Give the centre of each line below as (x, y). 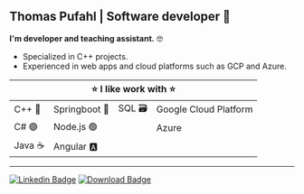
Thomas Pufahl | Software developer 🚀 (120, 17)
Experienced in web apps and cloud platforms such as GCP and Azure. (154, 66)
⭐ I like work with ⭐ (133, 88)
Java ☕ (29, 145)
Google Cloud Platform (204, 109)
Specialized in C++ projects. (75, 56)
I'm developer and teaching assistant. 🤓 (86, 38)
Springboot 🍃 (81, 109)
